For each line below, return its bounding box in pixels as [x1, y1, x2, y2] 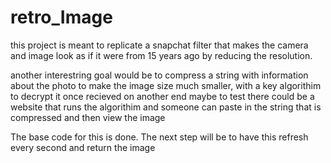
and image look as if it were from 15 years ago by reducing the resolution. [10, 49, 313, 61]
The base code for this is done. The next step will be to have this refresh [10, 131, 309, 143]
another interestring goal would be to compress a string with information [10, 69, 309, 81]
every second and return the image [10, 141, 156, 153]
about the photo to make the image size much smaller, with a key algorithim [10, 79, 322, 91]
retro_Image [10, 6, 113, 29]
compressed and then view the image [10, 111, 166, 123]
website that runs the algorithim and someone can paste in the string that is [10, 101, 322, 113]
